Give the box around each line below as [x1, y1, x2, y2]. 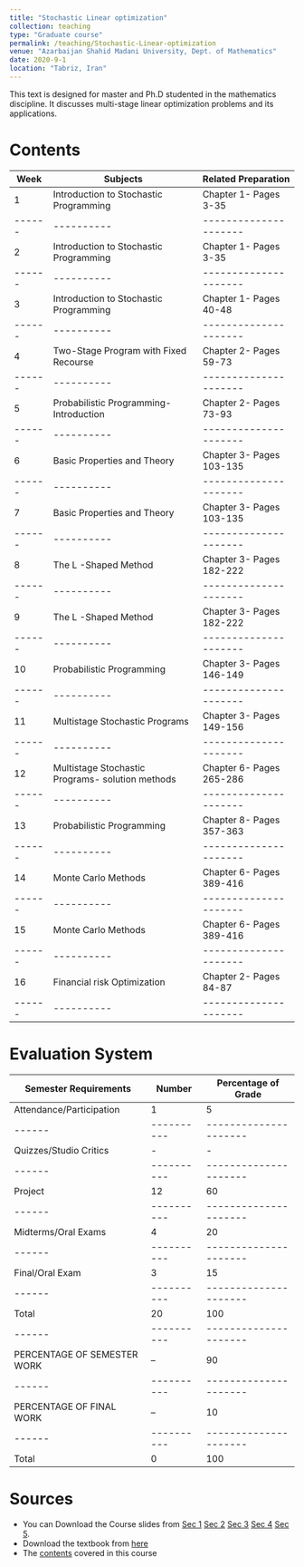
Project [14, 1184, 45, 1197]
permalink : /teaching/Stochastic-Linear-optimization [9, 38, 217, 48]
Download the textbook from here [22, 1538, 149, 1549]
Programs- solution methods [52, 773, 176, 785]
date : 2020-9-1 [9, 55, 67, 64]
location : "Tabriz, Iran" [9, 64, 107, 73]
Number [156, 1082, 193, 1095]
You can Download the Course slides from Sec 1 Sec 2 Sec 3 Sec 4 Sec [22, 1518, 290, 1529]
